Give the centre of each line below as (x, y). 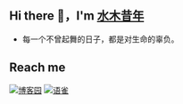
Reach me (37, 68)
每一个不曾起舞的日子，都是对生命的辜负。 (100, 39)
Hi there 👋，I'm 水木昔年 (77, 16)
